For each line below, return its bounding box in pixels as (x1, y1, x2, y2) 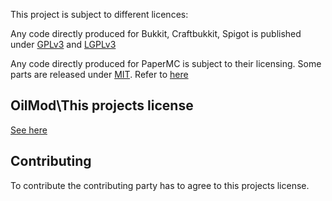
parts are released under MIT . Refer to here (10, 69, 189, 80)
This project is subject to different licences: (10, 9, 189, 20)
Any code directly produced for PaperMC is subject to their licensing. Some (10, 58, 322, 69)
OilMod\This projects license (10, 97, 194, 114)
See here (10, 124, 48, 136)
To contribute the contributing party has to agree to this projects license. (10, 179, 310, 191)
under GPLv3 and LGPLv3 (10, 39, 117, 50)
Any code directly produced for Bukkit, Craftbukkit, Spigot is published (10, 28, 302, 39)
